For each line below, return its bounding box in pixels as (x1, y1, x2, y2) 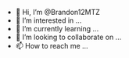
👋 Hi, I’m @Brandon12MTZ (15, 8, 100, 16)
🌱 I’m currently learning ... (15, 24, 99, 33)
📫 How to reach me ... (15, 42, 88, 50)
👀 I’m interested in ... (15, 16, 82, 25)
